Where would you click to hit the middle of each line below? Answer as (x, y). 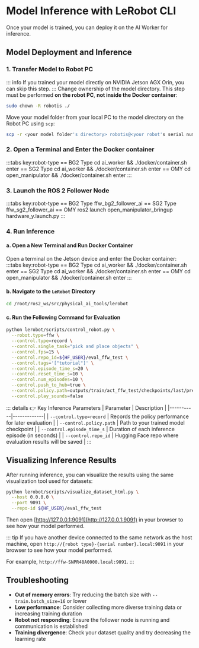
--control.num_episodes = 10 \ (47, 380)
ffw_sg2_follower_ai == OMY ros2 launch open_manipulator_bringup (89, 210)
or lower (77, 600)
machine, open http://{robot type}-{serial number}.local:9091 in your (95, 544)
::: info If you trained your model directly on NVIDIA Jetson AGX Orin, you (95, 82)
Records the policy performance (150, 416)
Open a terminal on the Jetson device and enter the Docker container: (92, 259)
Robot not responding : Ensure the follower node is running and (92, 619)
